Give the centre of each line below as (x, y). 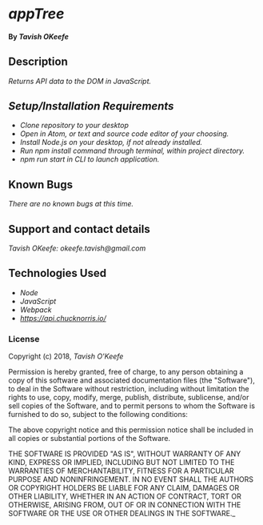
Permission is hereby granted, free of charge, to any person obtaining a (126, 372)
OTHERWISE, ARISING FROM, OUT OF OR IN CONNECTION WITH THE (125, 505)
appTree (36, 14)
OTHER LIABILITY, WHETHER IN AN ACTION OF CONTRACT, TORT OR (125, 496)
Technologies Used (57, 273)
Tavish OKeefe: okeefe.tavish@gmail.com (77, 248)
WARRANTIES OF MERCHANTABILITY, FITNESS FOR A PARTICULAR (121, 471)
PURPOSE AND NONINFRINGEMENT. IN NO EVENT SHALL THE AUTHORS (131, 479)
